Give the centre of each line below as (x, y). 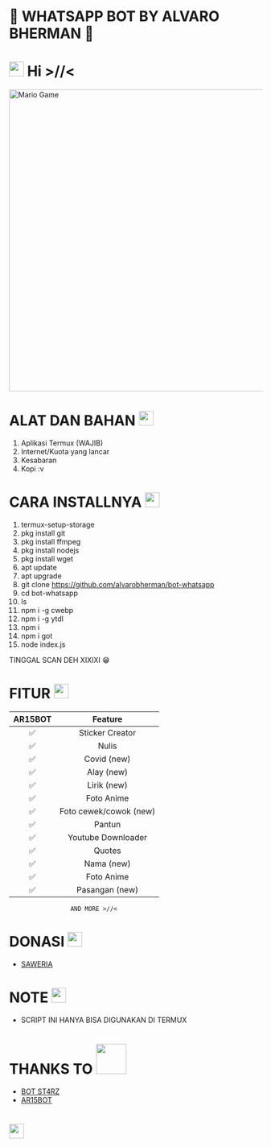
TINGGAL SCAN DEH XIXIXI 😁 (60, 660)
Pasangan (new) (108, 889)
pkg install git (43, 533)
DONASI (37, 942)
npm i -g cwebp (47, 610)
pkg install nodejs (50, 550)
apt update (39, 567)
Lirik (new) (107, 785)
